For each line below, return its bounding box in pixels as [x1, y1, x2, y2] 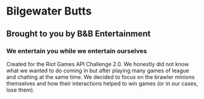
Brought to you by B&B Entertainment [6, 29, 151, 39]
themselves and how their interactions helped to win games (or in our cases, [6, 80, 198, 87]
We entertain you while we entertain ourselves [6, 47, 147, 55]
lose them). [6, 86, 35, 94]
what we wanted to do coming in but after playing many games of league [6, 67, 189, 74]
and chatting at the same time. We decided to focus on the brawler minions [6, 73, 195, 80]
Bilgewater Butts [6, 4, 93, 18]
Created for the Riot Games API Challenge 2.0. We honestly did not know [6, 60, 189, 67]
